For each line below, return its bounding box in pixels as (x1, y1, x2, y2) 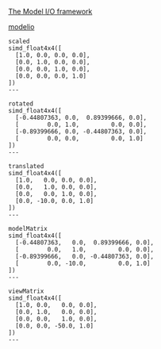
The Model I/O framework (8, 7, 93, 16)
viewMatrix (8, 287, 44, 295)
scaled (8, 37, 30, 45)
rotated (8, 100, 34, 108)
